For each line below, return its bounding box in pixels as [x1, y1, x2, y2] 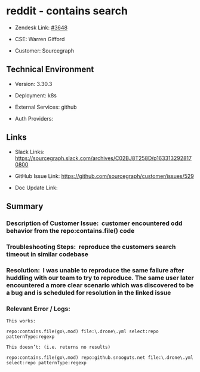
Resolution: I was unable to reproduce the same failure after [6, 266, 184, 274]
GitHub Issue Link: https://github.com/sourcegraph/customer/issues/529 [14, 172, 194, 180]
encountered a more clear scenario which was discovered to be [6, 281, 194, 289]
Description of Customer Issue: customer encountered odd [6, 219, 183, 227]
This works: [6, 318, 36, 324]
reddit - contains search [6, 4, 128, 18]
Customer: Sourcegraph [14, 47, 75, 54]
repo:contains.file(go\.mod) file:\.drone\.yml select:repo [6, 328, 159, 335]
